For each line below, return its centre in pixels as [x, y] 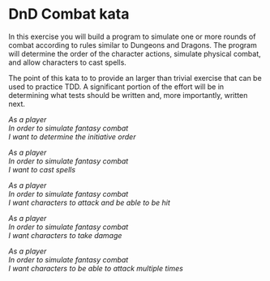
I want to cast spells [42, 169]
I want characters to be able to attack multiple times [96, 268]
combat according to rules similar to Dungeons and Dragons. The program [133, 45]
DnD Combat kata [69, 14]
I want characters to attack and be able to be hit [89, 202]
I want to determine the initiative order [72, 136]
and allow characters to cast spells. [68, 62]
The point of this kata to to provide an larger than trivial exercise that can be [135, 78]
